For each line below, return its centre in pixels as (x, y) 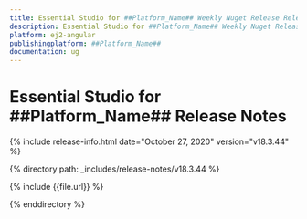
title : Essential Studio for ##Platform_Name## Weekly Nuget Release (145, 18)
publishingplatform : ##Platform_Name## (85, 43)
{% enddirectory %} (47, 204)
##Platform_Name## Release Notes (148, 116)
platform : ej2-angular (53, 35)
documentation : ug (44, 52)
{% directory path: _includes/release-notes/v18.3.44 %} (115, 169)
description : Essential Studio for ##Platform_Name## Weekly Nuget (141, 26)
